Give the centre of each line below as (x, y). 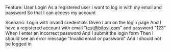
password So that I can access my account (51, 13)
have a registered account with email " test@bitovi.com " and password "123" (86, 28)
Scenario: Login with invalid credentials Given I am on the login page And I (83, 22)
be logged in (18, 44)
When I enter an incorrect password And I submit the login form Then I (79, 33)
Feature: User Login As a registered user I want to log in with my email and (83, 7)
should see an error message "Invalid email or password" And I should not (83, 38)
